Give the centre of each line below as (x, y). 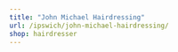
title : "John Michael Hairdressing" (77, 17)
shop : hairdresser (43, 33)
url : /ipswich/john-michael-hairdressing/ (89, 26)
